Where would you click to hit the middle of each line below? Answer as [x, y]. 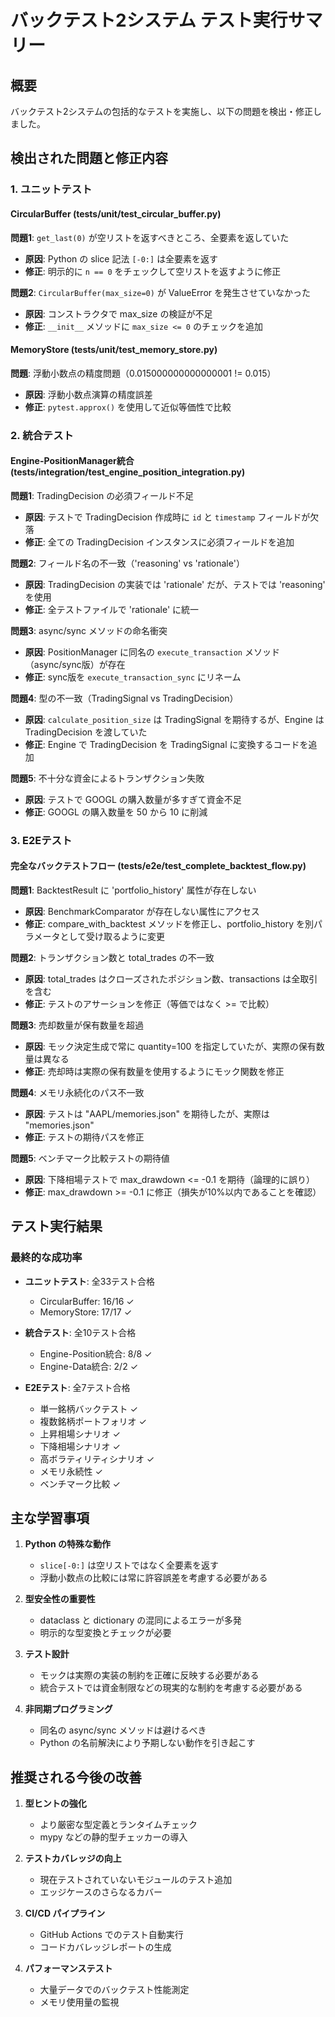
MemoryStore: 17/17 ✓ [86, 1312]
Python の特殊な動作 [68, 1544]
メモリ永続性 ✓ [71, 1471]
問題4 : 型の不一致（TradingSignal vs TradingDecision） [124, 698]
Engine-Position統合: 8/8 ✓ [96, 1353]
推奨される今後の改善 [76, 1777]
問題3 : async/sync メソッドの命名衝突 [89, 630]
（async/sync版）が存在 [75, 664]
